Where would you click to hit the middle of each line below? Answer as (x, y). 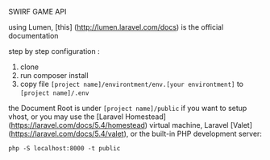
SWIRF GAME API (37, 12)
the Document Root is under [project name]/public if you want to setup (128, 108)
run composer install (54, 75)
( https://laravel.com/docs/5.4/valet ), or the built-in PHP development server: (135, 133)
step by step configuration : (54, 51)
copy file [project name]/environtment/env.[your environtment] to (132, 84)
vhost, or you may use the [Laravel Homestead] (87, 117)
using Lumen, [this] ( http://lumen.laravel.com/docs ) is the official (116, 27)
